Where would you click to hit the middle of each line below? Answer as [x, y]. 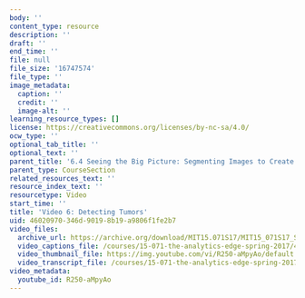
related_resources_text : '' [63, 178]
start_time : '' [38, 204]
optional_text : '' [44, 153]
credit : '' [38, 102]
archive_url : [42, 237]
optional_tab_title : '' [54, 144]
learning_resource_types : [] [64, 119]
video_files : [34, 229]
